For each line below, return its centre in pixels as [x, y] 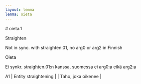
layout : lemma [20, 10]
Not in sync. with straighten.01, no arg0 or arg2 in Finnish [64, 47]
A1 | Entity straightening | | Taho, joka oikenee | [53, 76]
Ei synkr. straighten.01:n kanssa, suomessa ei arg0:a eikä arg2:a [71, 67]
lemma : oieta [19, 14]
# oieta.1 [14, 28]
